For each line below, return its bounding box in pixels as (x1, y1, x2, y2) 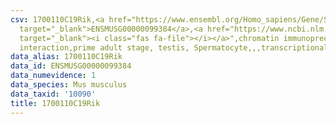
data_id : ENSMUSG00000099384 (10, 61, 132, 71)
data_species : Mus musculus (10, 80, 128, 90)
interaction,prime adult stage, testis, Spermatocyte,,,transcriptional (19, 42, 329, 53)
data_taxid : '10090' (10, 89, 97, 99)
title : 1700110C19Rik (10, 98, 101, 108)
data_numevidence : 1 (10, 71, 97, 81)
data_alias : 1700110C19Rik (10, 52, 123, 62)
